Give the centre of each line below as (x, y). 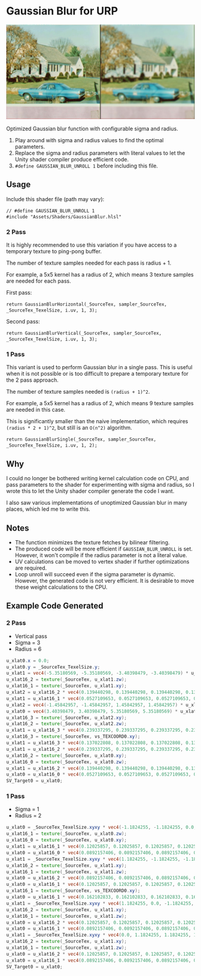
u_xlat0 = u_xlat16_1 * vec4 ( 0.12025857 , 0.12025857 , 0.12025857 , (91, 884)
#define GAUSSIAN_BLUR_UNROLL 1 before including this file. (86, 166)
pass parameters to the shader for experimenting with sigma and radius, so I (100, 485)
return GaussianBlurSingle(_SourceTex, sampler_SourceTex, (81, 439)
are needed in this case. (36, 410)
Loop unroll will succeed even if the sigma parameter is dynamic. (95, 574)
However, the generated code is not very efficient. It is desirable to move (104, 580)
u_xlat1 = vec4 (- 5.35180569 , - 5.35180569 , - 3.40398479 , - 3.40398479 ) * (98, 673)
